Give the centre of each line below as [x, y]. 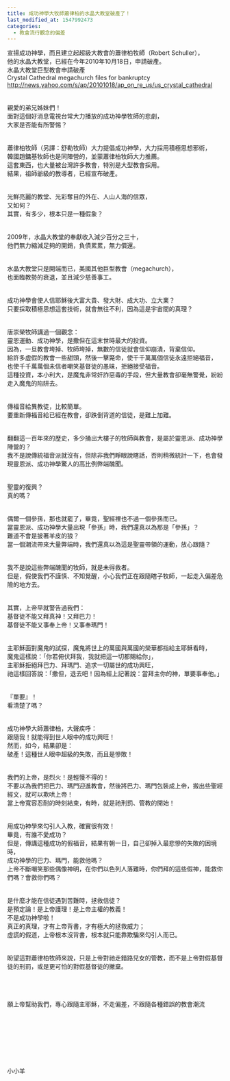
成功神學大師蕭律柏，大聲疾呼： [52, 729]
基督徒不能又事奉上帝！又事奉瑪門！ [58, 625]
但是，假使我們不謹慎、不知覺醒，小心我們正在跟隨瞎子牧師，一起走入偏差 [112, 576]
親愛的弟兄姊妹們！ [34, 108]
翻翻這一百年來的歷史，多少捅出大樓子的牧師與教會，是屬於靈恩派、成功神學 [115, 438]
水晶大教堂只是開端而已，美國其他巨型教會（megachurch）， [92, 269]
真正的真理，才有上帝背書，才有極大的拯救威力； [76, 926]
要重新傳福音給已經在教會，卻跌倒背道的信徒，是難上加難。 [91, 415]
